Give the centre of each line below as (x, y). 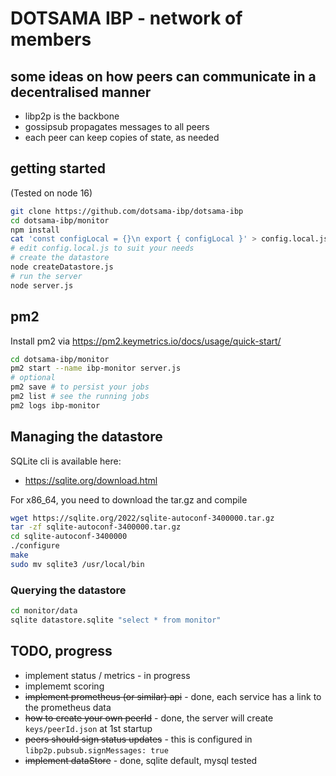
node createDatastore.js (62, 267)
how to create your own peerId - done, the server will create (149, 718)
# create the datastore (60, 258)
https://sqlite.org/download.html (91, 480)
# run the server (46, 276)
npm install (35, 230)
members (51, 39)
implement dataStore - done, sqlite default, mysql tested (141, 760)
